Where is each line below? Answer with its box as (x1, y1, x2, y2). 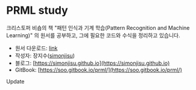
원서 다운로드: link (14, 44, 58, 52)
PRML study (6, 4, 68, 17)
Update (6, 77, 25, 85)
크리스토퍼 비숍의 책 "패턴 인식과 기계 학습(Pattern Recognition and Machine (6, 24, 190, 31)
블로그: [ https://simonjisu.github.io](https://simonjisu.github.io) (14, 59, 170, 67)
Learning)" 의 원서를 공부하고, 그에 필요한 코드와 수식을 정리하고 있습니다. (6, 31, 180, 39)
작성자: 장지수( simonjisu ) (14, 52, 75, 59)
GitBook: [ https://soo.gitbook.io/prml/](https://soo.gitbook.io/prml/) (14, 66, 183, 73)
